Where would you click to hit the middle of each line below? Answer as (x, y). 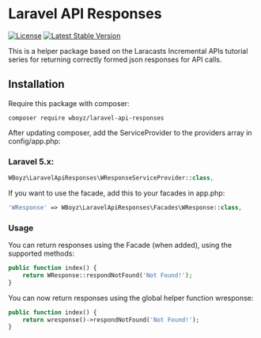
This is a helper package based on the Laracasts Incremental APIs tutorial (128, 51)
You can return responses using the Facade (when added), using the (120, 245)
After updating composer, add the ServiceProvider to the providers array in (130, 132)
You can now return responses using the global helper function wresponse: (131, 298)
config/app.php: (34, 141)
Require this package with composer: (69, 103)
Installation (36, 84)
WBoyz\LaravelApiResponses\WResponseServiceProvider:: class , (111, 178)
